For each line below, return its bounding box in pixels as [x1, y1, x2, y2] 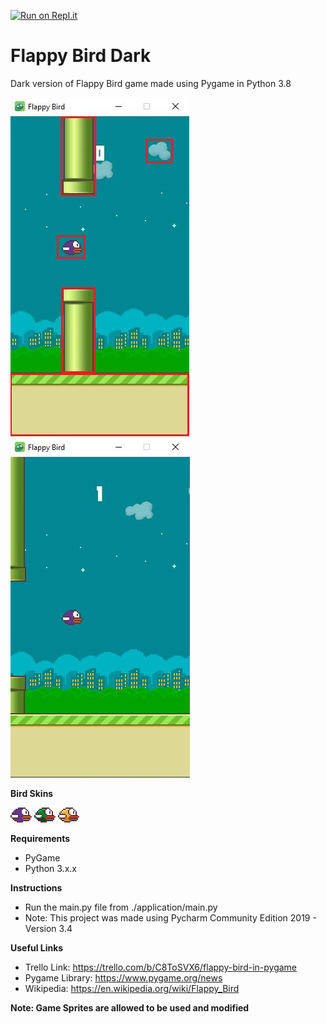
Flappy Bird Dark [10, 45, 152, 67]
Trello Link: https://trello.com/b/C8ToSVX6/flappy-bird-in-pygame [24, 961, 298, 973]
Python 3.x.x [24, 862, 77, 874]
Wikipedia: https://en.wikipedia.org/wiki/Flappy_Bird [24, 982, 240, 994]
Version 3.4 [24, 922, 73, 934]
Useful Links [10, 941, 64, 954]
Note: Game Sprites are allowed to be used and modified [10, 1001, 250, 1014]
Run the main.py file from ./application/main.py [24, 901, 218, 913]
